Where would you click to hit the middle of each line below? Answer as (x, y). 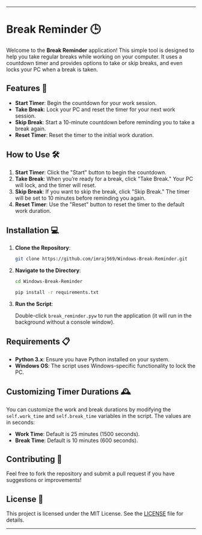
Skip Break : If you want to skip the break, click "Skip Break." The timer (102, 191)
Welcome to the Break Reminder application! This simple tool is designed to (100, 50)
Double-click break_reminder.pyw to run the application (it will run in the (103, 315)
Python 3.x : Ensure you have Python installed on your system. (92, 359)
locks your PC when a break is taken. (52, 69)
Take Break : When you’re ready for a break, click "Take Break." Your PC (104, 179)
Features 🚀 (27, 88)
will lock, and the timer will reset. (55, 185)
